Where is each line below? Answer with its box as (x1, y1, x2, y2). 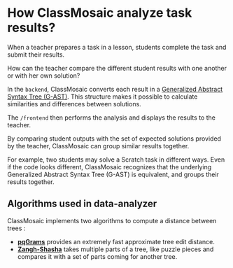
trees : (7, 224, 26, 232)
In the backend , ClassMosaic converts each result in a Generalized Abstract (7, 85, 223, 93)
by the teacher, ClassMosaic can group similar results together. (7, 141, 190, 150)
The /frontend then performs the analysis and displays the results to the (7, 113, 216, 122)
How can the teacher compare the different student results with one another (7, 64, 227, 72)
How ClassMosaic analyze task (7, 5, 192, 21)
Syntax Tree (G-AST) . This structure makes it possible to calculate (7, 92, 198, 101)
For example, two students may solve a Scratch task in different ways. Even (7, 155, 225, 164)
